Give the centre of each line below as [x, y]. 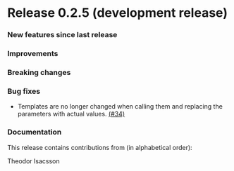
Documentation [35, 132]
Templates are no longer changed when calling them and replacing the [120, 107]
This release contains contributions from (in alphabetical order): [100, 147]
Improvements [33, 54]
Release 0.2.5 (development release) [117, 13]
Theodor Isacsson [33, 161]
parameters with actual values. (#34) [71, 114]
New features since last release [62, 35]
